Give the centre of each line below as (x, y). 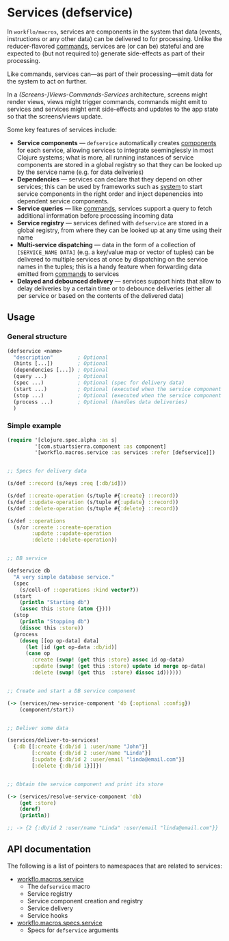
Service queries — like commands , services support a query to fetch (114, 208)
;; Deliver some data (38, 728)
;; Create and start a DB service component (71, 691)
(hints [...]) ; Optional (61, 364)
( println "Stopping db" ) (55, 622)
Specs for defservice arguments (73, 930)
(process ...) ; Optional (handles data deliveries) (100, 402)
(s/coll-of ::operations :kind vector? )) (79, 590)
